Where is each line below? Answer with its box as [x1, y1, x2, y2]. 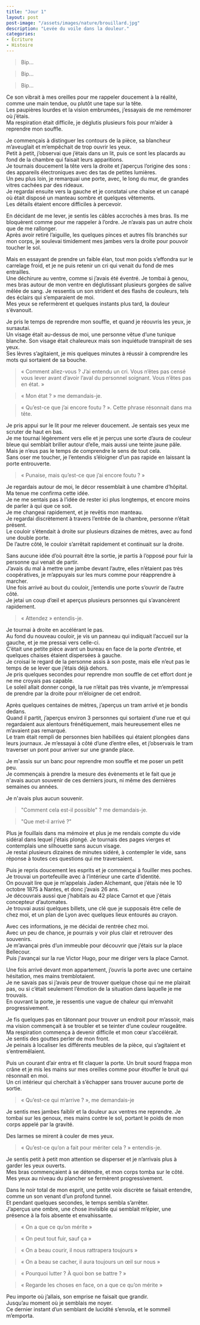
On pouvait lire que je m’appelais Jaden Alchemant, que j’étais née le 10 [6, 879, 182, 887]
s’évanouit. [6, 306, 33, 313]
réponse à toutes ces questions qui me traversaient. [6, 855, 134, 862]
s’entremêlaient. [6, 1048, 46, 1055]
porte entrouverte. [6, 459, 51, 467]
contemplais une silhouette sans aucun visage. [6, 842, 121, 849]
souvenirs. [6, 935, 32, 942]
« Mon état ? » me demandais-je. [20, 392, 103, 399]
